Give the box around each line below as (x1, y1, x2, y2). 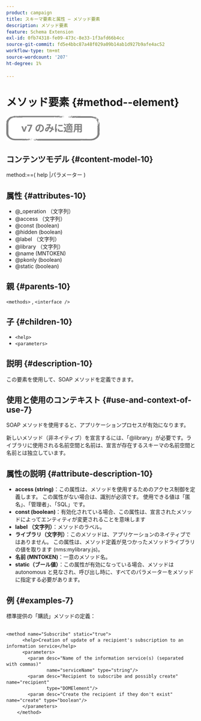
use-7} (6, 404, 32, 415)
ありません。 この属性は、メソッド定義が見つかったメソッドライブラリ (20, 539, 196, 546)
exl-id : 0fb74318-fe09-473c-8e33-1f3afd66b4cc (6, 35, 125, 42)
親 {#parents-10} (6, 282, 71, 292)
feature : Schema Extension (6, 29, 74, 35)
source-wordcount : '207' (6, 54, 68, 60)
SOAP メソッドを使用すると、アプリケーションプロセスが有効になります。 (6, 421, 190, 429)
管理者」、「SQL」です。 (31, 501, 88, 508)
